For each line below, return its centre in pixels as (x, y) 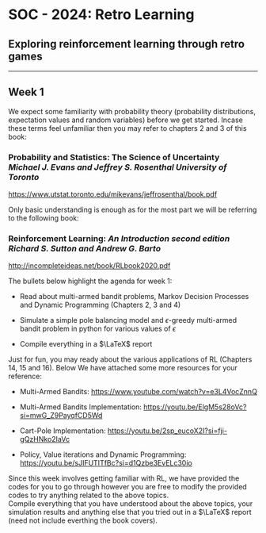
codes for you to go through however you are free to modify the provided (127, 487)
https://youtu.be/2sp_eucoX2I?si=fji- (167, 431)
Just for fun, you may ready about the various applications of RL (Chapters (130, 359)
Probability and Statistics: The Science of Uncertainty (114, 157)
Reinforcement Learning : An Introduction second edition (119, 239)
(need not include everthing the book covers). (83, 520)
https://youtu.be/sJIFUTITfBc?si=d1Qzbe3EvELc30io (106, 463)
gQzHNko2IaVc (44, 439)
